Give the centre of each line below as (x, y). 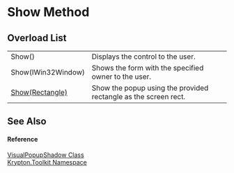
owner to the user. (122, 76)
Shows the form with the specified (148, 68)
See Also (27, 122)
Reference (23, 139)
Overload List (37, 38)
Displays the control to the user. (144, 57)
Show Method (48, 12)
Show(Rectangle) (39, 92)
